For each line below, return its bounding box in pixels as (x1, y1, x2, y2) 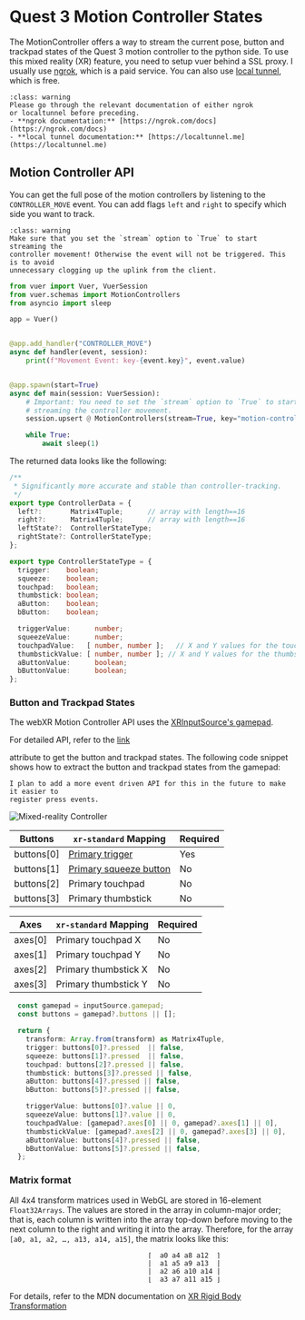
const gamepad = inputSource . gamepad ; (17, 1001, 165, 1010)
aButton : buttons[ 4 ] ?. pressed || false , (25, 1077, 181, 1087)
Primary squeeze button (67, 863, 171, 876)
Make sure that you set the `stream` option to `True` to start (9, 233, 258, 243)
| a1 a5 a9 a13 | (147, 1258, 221, 1268)
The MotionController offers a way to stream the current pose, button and (9, 36, 284, 47)
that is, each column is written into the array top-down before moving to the (9, 1214, 293, 1225)
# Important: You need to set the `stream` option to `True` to (25, 397, 274, 406)
